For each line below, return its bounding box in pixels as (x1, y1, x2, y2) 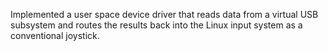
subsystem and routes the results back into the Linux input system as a (10, 19, 303, 31)
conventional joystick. (10, 30, 100, 41)
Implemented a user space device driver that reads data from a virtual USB (10, 9, 319, 20)
